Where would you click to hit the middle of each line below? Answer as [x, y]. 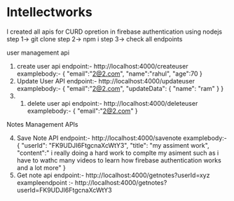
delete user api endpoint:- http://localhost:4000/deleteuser [112, 103]
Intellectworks [49, 12]
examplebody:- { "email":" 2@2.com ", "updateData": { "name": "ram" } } [120, 88]
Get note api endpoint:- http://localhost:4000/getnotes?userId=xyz [113, 175]
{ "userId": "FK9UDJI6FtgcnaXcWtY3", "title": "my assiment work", [113, 145]
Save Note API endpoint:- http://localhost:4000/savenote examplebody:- [122, 138]
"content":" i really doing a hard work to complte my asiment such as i [118, 153]
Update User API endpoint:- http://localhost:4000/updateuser [106, 81]
